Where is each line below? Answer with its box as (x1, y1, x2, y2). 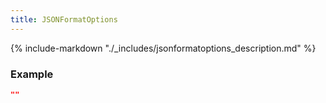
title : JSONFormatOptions (10, 14, 118, 25)
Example (10, 67, 54, 81)
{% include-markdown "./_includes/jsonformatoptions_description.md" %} (10, 42, 317, 54)
